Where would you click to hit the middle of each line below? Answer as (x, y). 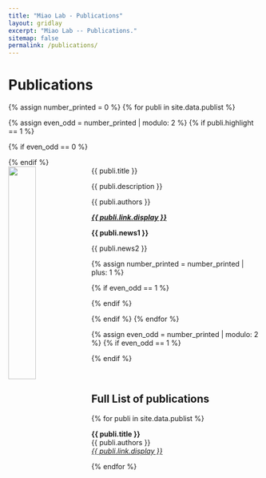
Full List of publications (151, 399)
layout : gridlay (35, 23)
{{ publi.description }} (127, 187)
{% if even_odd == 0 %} (48, 147)
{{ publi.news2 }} (119, 248)
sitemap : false (34, 38)
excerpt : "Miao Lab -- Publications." (73, 30)
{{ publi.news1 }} (120, 233)
